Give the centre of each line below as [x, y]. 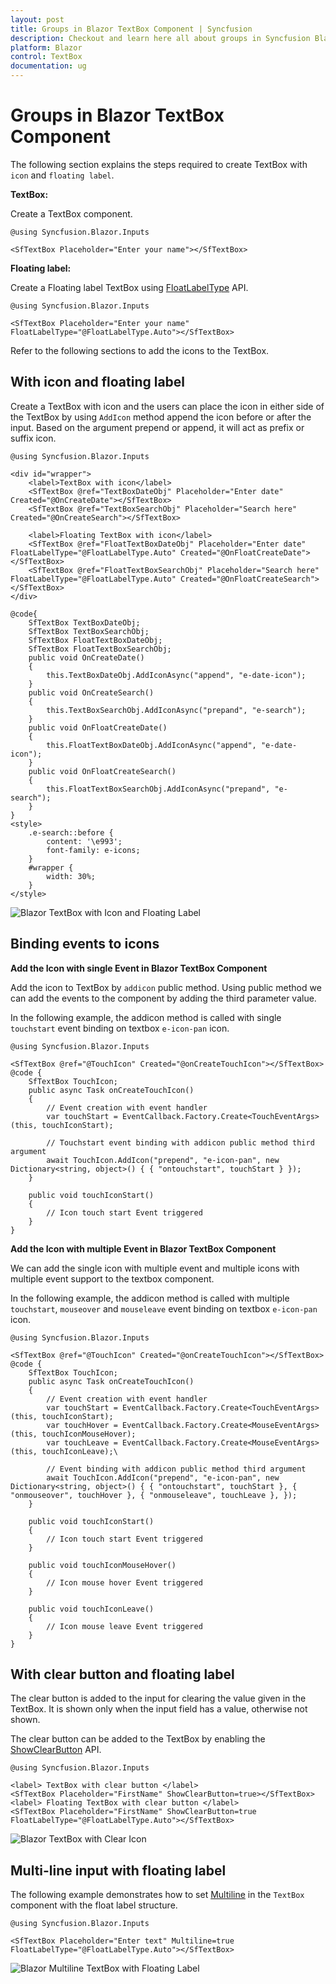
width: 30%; [71, 876]
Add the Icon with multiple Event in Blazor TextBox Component [143, 1248]
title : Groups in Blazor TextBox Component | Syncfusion [131, 29]
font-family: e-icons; [93, 850]
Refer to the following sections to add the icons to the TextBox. [140, 350]
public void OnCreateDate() [86, 657]
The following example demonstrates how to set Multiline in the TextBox [157, 1895]
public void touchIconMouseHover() [102, 1565]
